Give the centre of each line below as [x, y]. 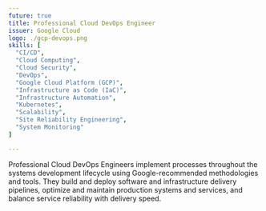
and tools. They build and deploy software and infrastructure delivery [123, 181]
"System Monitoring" [50, 127]
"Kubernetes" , [39, 105]
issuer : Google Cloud [44, 30]
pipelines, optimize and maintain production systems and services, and [125, 189]
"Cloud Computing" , [48, 61]
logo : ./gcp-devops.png [48, 38]
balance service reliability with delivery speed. [85, 198]
